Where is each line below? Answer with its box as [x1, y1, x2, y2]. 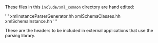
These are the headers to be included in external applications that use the [5, 28, 154, 33]
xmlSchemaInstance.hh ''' [5, 19, 58, 24]
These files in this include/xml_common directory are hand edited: [5, 4, 134, 10]
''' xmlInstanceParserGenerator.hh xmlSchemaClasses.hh [5, 13, 121, 19]
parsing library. [5, 33, 36, 38]
